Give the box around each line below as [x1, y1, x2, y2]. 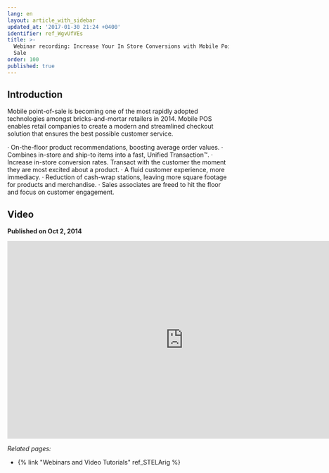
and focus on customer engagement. [7, 188, 115, 197]
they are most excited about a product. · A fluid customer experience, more [7, 166, 225, 174]
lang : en [7, 10, 33, 18]
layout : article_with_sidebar [7, 17, 96, 24]
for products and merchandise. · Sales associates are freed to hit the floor [7, 181, 221, 189]
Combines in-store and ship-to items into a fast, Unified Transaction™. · [7, 150, 213, 159]
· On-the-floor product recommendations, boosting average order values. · [7, 143, 224, 152]
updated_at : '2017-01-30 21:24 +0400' [7, 23, 121, 30]
